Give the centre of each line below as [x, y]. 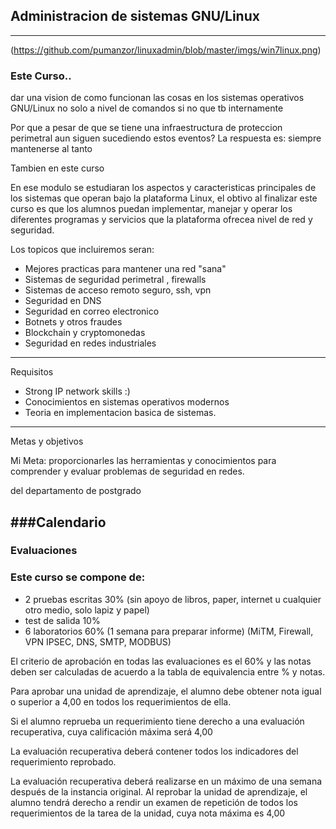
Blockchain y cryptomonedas [85, 333]
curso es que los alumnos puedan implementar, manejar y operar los [151, 209]
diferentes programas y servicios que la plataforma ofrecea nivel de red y [161, 220]
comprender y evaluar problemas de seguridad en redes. [127, 471]
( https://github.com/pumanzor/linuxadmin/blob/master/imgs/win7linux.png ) [166, 50]
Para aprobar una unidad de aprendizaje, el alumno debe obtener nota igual [166, 691]
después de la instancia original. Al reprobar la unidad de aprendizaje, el [159, 791]
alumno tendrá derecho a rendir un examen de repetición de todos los [154, 802]
